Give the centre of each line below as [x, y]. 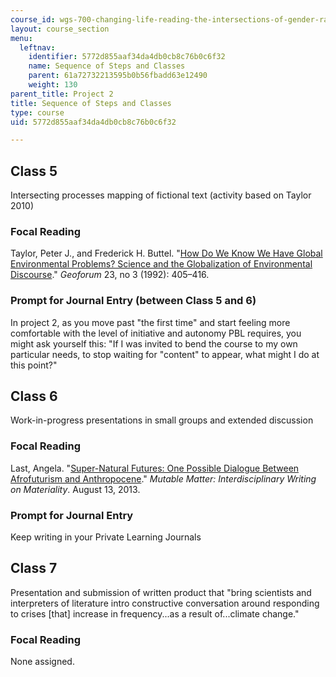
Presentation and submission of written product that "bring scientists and [161, 592]
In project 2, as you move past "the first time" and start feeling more [150, 322]
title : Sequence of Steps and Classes [91, 103]
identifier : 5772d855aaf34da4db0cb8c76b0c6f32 [127, 57]
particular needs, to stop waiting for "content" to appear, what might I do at [165, 354]
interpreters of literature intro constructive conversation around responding [165, 603]
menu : [21, 38]
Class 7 [34, 568]
